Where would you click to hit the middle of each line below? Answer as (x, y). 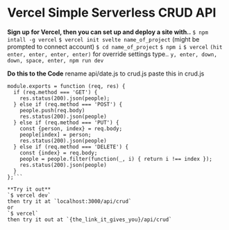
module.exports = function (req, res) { (67, 86)
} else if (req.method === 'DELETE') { (71, 147)
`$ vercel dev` (29, 195)
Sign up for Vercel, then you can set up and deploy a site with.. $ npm (108, 32)
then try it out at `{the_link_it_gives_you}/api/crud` (90, 220)
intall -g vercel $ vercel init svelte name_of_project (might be (103, 39)
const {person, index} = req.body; (71, 129)
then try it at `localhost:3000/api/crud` (69, 201)
